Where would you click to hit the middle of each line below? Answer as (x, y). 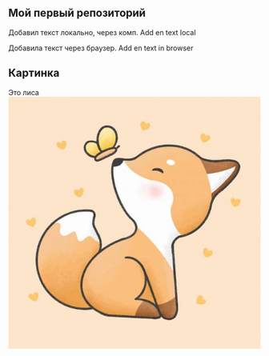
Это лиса (24, 92)
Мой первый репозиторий (77, 13)
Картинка (34, 73)
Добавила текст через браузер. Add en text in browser (101, 48)
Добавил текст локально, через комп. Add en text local (102, 32)
